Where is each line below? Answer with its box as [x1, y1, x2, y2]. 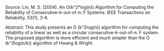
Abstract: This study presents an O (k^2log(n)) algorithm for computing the [5, 24, 159, 30]
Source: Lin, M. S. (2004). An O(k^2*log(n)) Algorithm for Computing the [5, 4, 154, 10]
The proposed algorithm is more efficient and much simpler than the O [5, 35, 150, 41]
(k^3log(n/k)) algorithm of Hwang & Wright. [5, 40, 94, 46]
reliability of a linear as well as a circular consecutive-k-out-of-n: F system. [5, 30, 160, 35]
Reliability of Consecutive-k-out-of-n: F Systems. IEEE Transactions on [5, 9, 151, 15]
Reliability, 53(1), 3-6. [5, 15, 49, 20]
